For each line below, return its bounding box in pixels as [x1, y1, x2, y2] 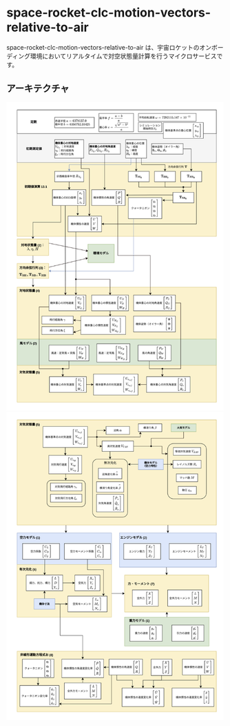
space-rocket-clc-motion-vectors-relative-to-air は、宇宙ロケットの [6, 43, 200, 51]
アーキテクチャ [6, 83, 70, 95]
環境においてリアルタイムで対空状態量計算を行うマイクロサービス [30, 52, 217, 60]
